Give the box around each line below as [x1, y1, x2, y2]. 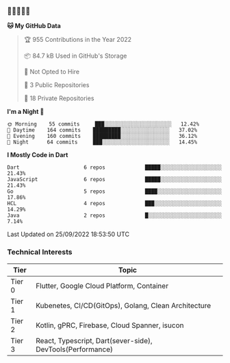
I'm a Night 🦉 [7, 108, 44, 116]
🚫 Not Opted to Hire [23, 68, 80, 76]
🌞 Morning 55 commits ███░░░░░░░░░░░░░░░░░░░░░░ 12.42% [7, 121, 200, 128]
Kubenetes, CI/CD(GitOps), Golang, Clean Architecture [35, 301, 212, 310]
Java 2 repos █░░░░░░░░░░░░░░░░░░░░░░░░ [7, 212, 222, 219]
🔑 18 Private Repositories [23, 94, 94, 102]
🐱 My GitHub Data [7, 22, 62, 30]
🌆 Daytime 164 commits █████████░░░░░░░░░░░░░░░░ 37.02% [7, 127, 197, 134]
